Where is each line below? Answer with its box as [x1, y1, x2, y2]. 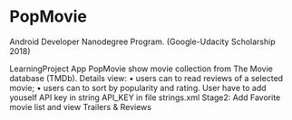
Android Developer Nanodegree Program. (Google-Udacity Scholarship [9, 36, 276, 47]
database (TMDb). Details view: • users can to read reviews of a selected [9, 72, 284, 83]
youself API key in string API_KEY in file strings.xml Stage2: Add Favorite [9, 92, 281, 103]
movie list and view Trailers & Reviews [9, 101, 152, 112]
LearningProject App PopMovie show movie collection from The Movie [9, 63, 274, 74]
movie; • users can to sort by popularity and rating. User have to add [9, 82, 267, 93]
